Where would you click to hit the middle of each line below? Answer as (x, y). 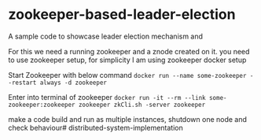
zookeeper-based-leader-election (122, 15)
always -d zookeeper (74, 83)
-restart (22, 83)
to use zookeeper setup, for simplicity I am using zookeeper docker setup (127, 60)
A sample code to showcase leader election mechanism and (105, 36)
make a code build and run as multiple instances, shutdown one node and (128, 119)
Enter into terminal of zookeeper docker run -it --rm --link (107, 97)
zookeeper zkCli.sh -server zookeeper (142, 105)
